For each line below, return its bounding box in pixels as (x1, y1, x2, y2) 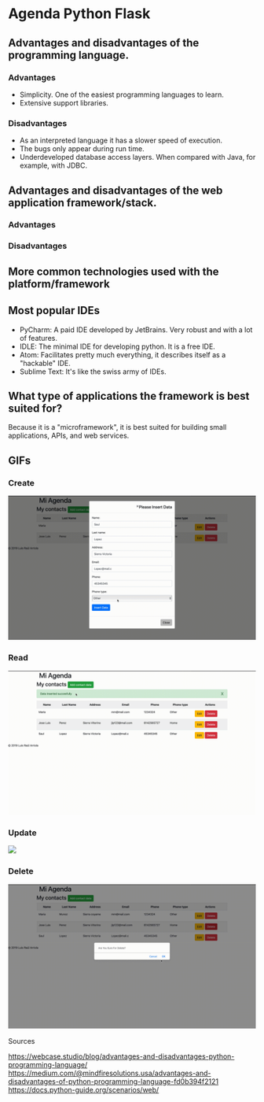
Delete (8, 866, 34, 877)
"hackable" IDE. (19, 358, 71, 368)
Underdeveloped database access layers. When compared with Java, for (19, 153, 256, 162)
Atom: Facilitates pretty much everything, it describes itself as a (19, 349, 226, 359)
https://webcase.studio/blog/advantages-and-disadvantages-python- (8, 1052, 235, 1061)
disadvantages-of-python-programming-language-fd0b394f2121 (8, 1077, 218, 1086)
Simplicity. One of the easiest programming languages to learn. (19, 90, 224, 99)
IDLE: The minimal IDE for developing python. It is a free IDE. (19, 342, 216, 351)
